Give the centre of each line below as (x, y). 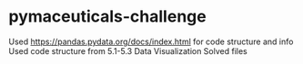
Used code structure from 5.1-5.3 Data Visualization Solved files (128, 50)
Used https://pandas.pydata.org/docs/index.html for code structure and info (151, 41)
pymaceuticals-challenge (107, 17)
